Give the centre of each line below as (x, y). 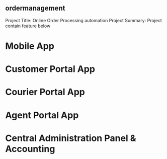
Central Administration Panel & (71, 138)
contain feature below (28, 26)
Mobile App (30, 46)
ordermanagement (35, 8)
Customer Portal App (50, 69)
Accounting (30, 149)
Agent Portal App (42, 115)
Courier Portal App (45, 92)
